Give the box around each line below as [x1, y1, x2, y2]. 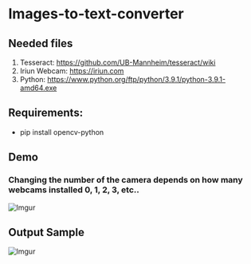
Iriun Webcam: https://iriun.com [19, 66, 124, 76]
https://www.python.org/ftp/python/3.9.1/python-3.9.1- [47, 75, 226, 84]
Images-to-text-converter [8, 5, 185, 23]
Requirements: [8, 106, 84, 120]
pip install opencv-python [19, 127, 104, 136]
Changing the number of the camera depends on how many [8, 175, 243, 186]
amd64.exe [19, 83, 57, 93]
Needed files [8, 37, 73, 50]
